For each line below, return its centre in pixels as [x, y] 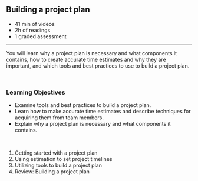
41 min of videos [34, 24]
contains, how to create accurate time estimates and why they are [86, 59]
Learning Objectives [36, 92]
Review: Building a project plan [52, 172]
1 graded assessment [40, 36]
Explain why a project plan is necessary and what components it [93, 124]
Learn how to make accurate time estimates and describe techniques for [103, 112]
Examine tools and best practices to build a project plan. [83, 105]
